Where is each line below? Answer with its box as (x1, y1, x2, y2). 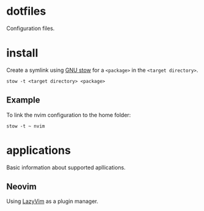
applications (6, 143, 71, 157)
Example (6, 95, 40, 105)
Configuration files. (6, 25, 55, 32)
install (6, 46, 39, 60)
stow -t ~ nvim (6, 123, 45, 129)
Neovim (6, 182, 37, 192)
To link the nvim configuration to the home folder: (6, 111, 131, 118)
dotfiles (6, 4, 47, 18)
